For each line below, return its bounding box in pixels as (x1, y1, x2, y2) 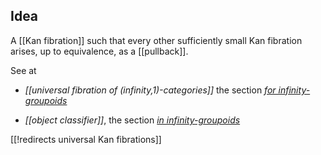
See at (10, 64, 37, 76)
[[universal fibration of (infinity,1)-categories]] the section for (24, 84, 277, 96)
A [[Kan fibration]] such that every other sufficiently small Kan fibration (10, 34, 303, 46)
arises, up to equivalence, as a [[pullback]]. (10, 45, 189, 57)
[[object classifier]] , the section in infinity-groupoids (24, 114, 241, 126)
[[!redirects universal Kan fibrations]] (10, 133, 162, 145)
